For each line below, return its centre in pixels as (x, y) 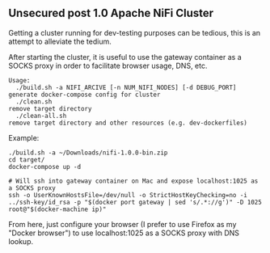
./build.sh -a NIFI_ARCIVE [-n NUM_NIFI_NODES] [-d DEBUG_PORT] (126, 87)
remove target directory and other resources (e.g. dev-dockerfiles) (128, 123)
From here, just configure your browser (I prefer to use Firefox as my (122, 224)
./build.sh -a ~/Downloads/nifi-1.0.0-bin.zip (88, 153)
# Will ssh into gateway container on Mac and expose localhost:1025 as (133, 181)
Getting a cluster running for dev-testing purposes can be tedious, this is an (135, 32)
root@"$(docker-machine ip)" (57, 209)
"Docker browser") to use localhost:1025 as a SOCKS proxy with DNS (124, 233)
